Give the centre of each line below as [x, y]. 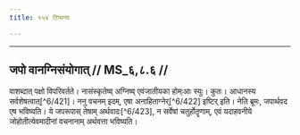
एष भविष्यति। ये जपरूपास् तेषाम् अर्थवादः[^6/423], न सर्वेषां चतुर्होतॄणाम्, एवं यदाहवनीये [131, 112]
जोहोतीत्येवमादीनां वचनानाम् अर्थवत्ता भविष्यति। [74, 122]
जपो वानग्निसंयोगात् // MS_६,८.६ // [89, 70]
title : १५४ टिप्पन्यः [40, 17]
